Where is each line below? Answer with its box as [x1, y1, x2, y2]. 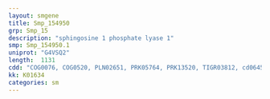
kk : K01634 [8, 71, 45, 79]
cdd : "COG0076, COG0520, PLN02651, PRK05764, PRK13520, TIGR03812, [8, 64, 239, 72]
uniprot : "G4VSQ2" [8, 49, 70, 57]
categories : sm [8, 78, 59, 86]
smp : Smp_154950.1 [8, 42, 70, 49]
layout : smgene [8, 11, 59, 20]
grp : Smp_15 [8, 26, 48, 34]
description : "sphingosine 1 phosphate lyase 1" [8, 34, 174, 42]
